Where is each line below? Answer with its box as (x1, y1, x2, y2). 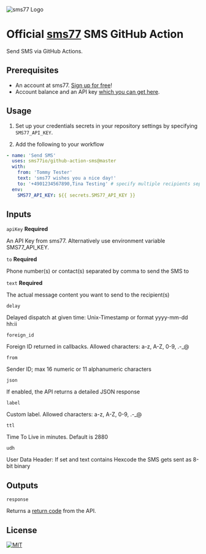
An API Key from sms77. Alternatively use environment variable (6, 237, 166, 245)
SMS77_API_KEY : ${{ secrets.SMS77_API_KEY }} (17, 192, 136, 199)
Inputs (6, 209, 32, 219)
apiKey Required (6, 226, 48, 233)
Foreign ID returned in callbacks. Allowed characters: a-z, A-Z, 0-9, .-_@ (6, 343, 189, 351)
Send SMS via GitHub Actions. (6, 47, 83, 55)
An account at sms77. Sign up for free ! (15, 82, 112, 89)
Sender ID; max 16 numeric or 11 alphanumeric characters (6, 365, 152, 373)
